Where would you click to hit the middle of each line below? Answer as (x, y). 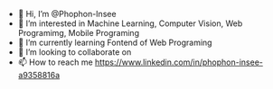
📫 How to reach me (55, 62)
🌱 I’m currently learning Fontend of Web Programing (115, 42)
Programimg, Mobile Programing (79, 33)
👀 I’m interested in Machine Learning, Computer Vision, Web (130, 23)
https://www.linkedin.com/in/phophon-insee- (179, 62)
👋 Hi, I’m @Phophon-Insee (67, 14)
